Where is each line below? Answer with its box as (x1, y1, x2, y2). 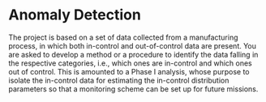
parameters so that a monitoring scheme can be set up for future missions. (8, 83, 259, 94)
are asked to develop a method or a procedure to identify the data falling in (8, 49, 259, 59)
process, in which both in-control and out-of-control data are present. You (8, 40, 257, 50)
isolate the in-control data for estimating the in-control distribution (8, 75, 230, 85)
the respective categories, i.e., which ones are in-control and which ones (8, 58, 253, 68)
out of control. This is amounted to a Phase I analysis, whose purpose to (8, 66, 250, 76)
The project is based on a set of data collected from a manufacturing (8, 32, 238, 42)
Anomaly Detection (8, 6, 142, 24)
